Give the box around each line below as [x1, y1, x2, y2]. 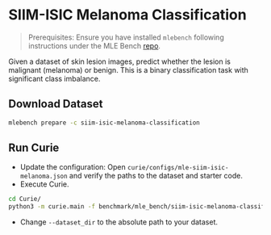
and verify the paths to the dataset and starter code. [69, 171, 244, 181]
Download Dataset [8, 97, 103, 111]
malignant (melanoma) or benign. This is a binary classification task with [8, 65, 248, 74]
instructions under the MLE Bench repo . [27, 40, 161, 50]
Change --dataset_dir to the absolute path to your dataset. [19, 217, 219, 227]
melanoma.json [19, 172, 68, 181]
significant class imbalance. [8, 73, 101, 83]
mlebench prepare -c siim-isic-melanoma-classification [8, 119, 200, 127]
